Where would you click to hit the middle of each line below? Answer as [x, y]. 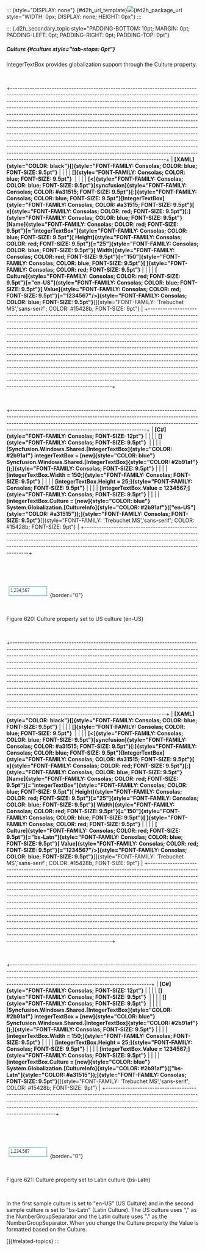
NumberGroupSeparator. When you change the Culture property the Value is [103, 1223]
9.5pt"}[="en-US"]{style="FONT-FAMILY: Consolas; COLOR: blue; [93, 282]
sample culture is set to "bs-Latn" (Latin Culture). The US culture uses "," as [102, 1209]
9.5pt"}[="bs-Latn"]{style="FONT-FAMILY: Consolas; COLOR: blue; [95, 837]
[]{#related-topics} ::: [33, 1241]
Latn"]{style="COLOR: [36, 1075]
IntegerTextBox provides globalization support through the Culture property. [102, 64]
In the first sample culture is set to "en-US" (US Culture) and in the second [100, 1203]
